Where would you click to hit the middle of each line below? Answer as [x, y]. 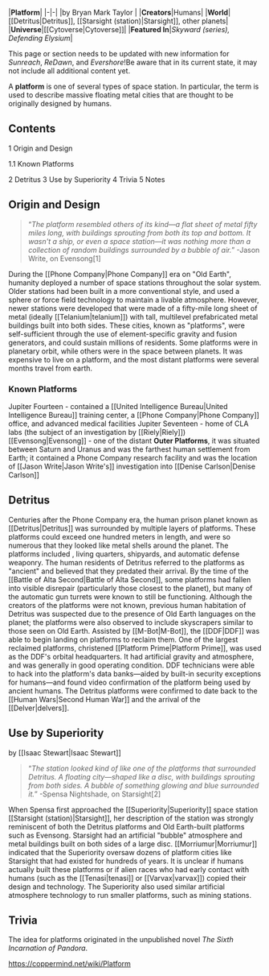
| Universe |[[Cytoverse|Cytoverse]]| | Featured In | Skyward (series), [119, 29]
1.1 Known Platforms [41, 163]
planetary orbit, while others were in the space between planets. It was [126, 351]
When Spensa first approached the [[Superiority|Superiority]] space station [133, 809]
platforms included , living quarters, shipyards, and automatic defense [124, 554]
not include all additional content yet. [69, 71]
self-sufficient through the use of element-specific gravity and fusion [123, 333]
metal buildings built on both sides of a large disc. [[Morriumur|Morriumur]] [133, 844]
